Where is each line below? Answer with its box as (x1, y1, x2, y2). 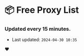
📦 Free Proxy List (4, 4, 79, 16)
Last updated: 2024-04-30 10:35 (11, 37, 78, 43)
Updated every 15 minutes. (4, 26, 71, 33)
